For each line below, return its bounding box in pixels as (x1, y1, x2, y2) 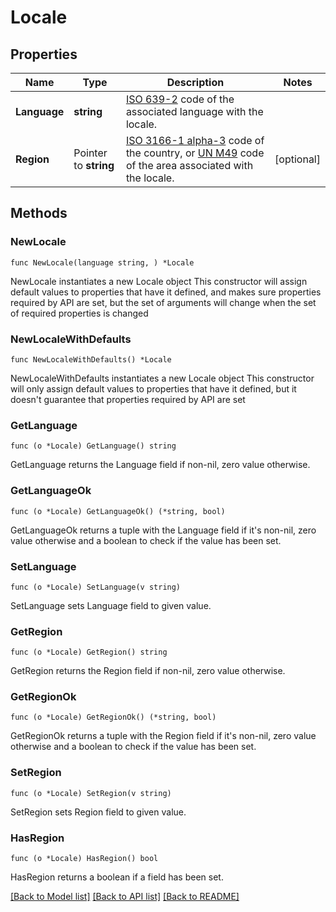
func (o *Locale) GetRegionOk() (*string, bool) (10, 712, 217, 723)
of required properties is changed (10, 307, 149, 319)
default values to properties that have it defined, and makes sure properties (10, 286, 322, 298)
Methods (10, 205, 68, 222)
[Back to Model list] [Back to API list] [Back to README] (10, 891, 240, 903)
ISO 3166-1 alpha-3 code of (125, 134, 265, 147)
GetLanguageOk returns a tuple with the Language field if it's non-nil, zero (10, 524, 317, 536)
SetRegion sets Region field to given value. (10, 806, 187, 818)
